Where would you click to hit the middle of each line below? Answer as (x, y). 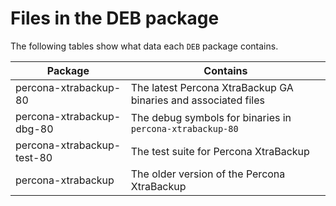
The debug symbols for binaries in (211, 117)
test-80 (34, 157)
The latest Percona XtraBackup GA (212, 87)
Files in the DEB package (115, 18)
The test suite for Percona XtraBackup (220, 151)
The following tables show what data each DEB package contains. (144, 46)
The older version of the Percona (208, 174)
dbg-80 (34, 129)
